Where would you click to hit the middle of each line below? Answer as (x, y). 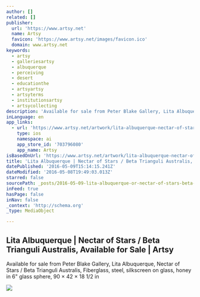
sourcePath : (21, 183)
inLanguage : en (25, 117)
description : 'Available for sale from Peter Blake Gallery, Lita (90, 111)
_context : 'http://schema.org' (45, 205)
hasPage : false (25, 194)
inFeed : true (22, 189)
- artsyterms (28, 95)
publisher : (20, 23)
